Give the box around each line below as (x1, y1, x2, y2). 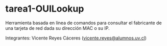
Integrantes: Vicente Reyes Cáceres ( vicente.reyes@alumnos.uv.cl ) (5, 35, 147, 41)
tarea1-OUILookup (5, 3, 84, 15)
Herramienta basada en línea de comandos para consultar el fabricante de (5, 20, 162, 26)
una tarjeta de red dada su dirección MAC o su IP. (5, 25, 110, 31)
